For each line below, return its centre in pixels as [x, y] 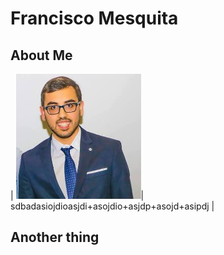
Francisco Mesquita [94, 18]
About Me [41, 55]
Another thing [55, 237]
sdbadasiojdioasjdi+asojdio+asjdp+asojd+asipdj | [112, 206]
